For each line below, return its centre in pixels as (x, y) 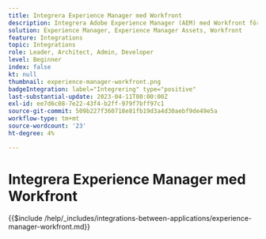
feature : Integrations (46, 38)
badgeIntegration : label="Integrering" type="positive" (102, 89)
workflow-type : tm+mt (44, 119)
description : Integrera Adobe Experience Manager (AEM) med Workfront (127, 23)
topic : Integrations (42, 45)
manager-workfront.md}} (49, 226)
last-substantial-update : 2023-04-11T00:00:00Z (88, 97)
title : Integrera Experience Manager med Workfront (95, 15)
